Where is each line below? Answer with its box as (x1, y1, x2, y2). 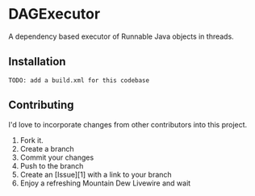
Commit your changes (19, 152, 94, 162)
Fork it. (19, 135, 44, 145)
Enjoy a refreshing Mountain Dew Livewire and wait (19, 178, 191, 188)
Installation (8, 55, 66, 69)
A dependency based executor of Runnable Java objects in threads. (8, 31, 234, 41)
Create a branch (19, 144, 74, 153)
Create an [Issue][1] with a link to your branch (19, 169, 172, 179)
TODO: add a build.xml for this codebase (8, 76, 150, 85)
